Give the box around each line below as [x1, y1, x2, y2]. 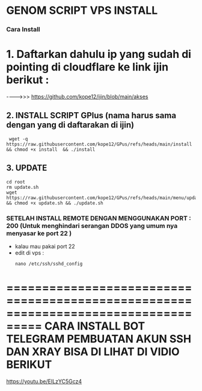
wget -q [8, 136, 28, 142]
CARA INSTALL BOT [44, 319, 145, 333]
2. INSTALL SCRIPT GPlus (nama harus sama [6, 110, 176, 121]
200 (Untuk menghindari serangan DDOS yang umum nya [6, 221, 178, 230]
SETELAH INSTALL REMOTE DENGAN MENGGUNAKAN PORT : [6, 214, 191, 222]
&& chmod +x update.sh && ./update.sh [6, 200, 103, 206]
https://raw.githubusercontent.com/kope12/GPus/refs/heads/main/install [6, 141, 192, 147]
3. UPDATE [6, 163, 47, 173]
